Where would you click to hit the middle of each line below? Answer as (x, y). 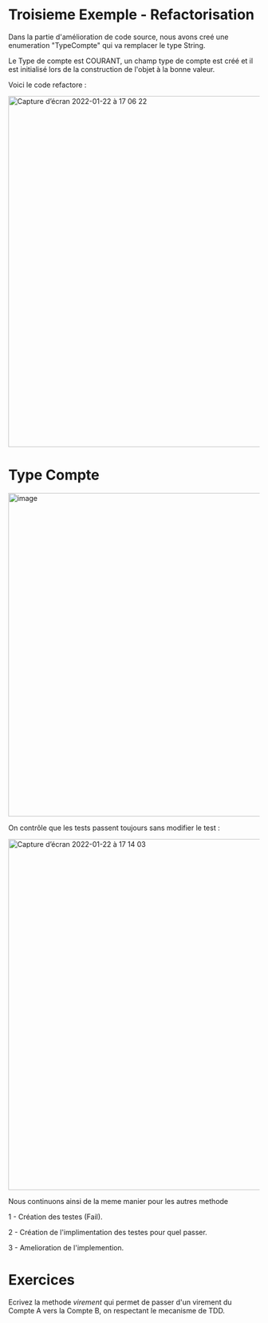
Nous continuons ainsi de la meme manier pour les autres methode (118, 1201)
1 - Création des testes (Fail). (55, 1217)
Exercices (41, 1280)
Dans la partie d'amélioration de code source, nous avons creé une (118, 37)
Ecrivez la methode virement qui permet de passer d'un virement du (120, 1302)
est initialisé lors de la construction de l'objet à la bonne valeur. (112, 69)
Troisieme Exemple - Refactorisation (132, 15)
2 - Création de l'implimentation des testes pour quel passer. (108, 1232)
